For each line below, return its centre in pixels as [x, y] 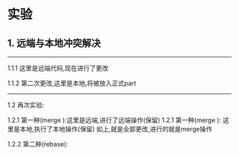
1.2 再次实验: [26, 105]
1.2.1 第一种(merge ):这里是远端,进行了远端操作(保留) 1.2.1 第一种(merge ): [115, 120]
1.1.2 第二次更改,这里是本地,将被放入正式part [72, 83]
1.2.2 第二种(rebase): [38, 144]
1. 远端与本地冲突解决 [54, 43]
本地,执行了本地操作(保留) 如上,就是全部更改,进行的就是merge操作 [116, 129]
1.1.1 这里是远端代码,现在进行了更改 [58, 68]
